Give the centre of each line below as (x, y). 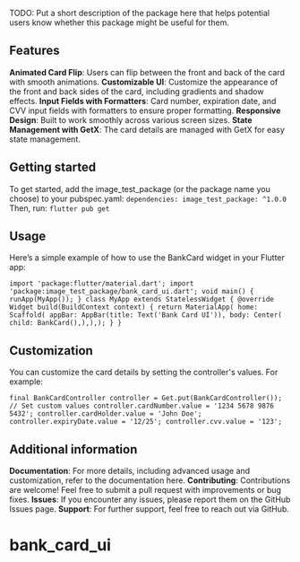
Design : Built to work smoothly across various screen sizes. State (131, 119)
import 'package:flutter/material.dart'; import (102, 284)
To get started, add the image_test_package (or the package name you (140, 189)
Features (34, 51)
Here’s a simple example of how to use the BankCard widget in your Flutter (147, 258)
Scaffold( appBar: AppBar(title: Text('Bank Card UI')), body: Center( (146, 315)
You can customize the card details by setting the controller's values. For (144, 373)
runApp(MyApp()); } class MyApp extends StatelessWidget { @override (142, 300)
